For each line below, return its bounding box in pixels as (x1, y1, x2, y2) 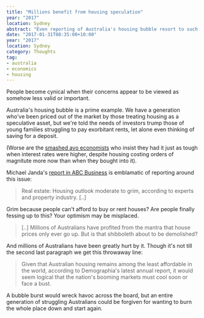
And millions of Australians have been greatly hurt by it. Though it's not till (6, 242, 192, 250)
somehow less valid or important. (6, 95, 90, 102)
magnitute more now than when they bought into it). (6, 157, 137, 165)
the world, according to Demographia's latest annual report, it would (21, 267, 194, 275)
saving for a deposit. (6, 132, 58, 140)
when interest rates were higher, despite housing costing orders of (6, 151, 174, 158)
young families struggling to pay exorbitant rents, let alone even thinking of (6, 126, 195, 133)
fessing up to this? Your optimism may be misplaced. (6, 212, 139, 220)
